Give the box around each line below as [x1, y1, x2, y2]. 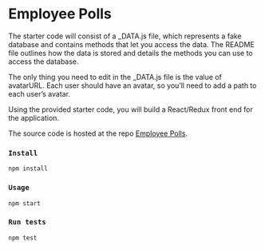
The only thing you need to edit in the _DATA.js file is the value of [8, 72, 222, 81]
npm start [8, 199, 42, 208]
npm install [8, 165, 48, 173]
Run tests [8, 217, 46, 227]
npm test [8, 233, 38, 242]
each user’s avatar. [8, 89, 70, 98]
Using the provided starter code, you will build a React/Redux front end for [8, 105, 253, 114]
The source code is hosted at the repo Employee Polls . [8, 129, 188, 138]
